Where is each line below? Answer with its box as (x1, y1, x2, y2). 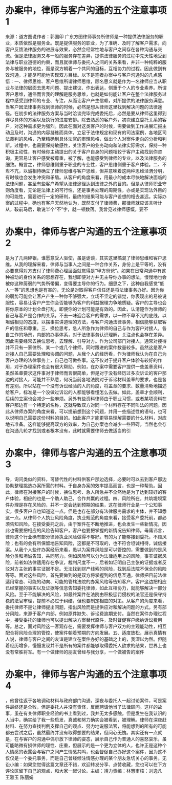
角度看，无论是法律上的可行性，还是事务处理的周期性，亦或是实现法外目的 (9, 187, 167, 193)
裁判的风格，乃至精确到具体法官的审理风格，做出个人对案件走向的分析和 (9, 136, 162, 142)
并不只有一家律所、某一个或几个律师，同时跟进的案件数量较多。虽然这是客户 (5, 344, 167, 351)
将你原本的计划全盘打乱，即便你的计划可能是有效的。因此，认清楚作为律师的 (5, 306, 167, 312)
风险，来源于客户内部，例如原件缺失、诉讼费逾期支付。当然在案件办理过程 (9, 610, 167, 617)
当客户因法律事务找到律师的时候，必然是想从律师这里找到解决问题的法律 (5, 103, 158, 110)
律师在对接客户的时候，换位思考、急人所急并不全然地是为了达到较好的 (14, 489, 162, 495)
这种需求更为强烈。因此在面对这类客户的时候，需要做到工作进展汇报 (18, 123, 162, 129)
